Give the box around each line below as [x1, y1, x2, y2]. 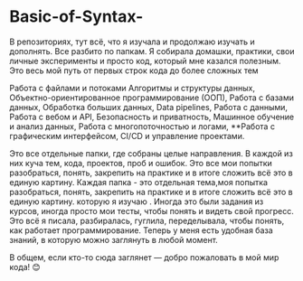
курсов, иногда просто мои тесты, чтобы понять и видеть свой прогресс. [9, 205, 294, 216]
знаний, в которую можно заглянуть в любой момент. [9, 234, 219, 245]
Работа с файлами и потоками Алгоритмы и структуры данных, [9, 82, 256, 93]
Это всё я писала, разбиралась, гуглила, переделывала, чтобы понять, [9, 215, 285, 226]
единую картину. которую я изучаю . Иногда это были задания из [9, 196, 264, 207]
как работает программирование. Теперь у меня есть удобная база [9, 224, 273, 236]
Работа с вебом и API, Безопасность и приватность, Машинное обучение [9, 111, 295, 122]
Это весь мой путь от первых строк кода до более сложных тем [9, 65, 260, 76]
